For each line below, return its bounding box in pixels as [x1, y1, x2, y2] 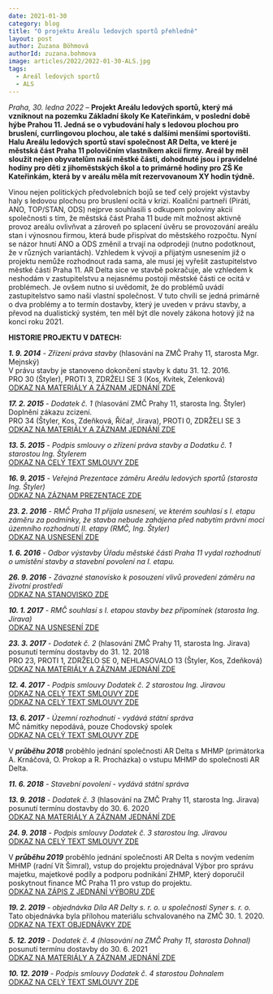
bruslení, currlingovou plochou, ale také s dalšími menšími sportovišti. [8, 128, 251, 138]
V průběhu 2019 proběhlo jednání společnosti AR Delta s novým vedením [8, 852, 254, 862]
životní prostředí [8, 580, 63, 590]
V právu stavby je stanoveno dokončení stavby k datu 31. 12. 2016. [8, 365, 231, 375]
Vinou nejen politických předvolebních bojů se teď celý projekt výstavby [8, 187, 250, 197]
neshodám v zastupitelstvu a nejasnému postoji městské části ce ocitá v [8, 273, 250, 283]
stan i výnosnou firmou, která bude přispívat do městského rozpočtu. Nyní [8, 230, 258, 240]
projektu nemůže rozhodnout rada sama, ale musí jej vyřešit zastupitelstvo [8, 256, 258, 266]
